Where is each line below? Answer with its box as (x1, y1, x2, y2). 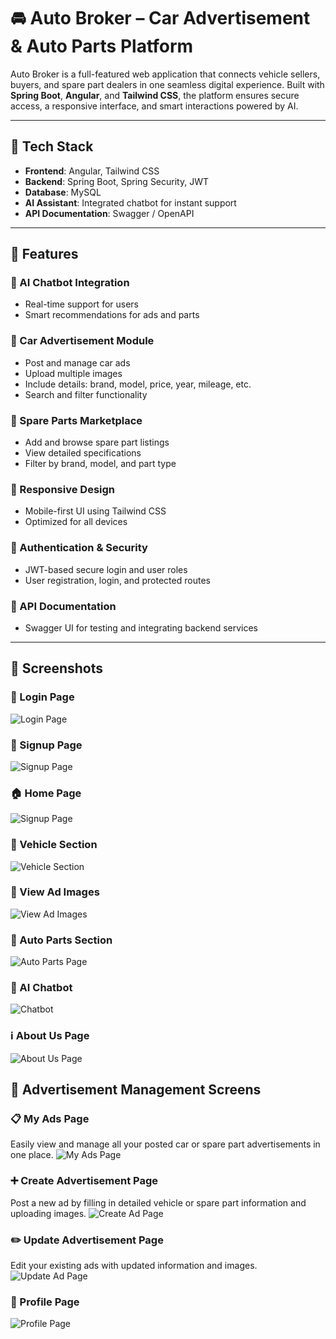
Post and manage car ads (24, 356, 131, 369)
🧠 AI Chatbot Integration (10, 276, 130, 290)
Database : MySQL (24, 186, 102, 198)
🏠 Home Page (10, 786, 82, 800)
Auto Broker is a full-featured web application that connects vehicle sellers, (10, 68, 321, 80)
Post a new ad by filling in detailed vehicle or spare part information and (10, 1196, 307, 1209)
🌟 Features (10, 246, 79, 263)
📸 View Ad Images (10, 885, 100, 899)
